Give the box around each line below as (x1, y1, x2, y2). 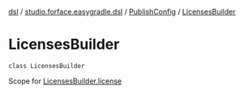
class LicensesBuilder (8, 62, 85, 70)
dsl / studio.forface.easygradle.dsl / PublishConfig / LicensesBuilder (8, 7, 237, 16)
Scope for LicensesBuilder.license (8, 76, 122, 86)
